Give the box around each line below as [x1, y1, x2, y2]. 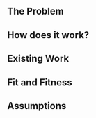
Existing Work [7, 53, 70, 65]
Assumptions [7, 100, 67, 112]
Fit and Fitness [7, 76, 72, 88]
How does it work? [7, 29, 90, 41]
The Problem [7, 6, 64, 17]
